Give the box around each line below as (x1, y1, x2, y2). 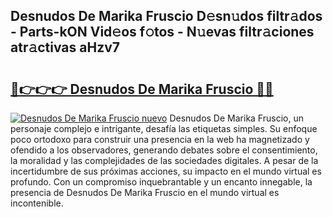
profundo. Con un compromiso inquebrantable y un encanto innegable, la (10, 176, 313, 188)
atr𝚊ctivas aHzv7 (10, 39, 121, 56)
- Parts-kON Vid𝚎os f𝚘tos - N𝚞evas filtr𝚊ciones (10, 24, 315, 41)
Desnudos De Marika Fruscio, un (169, 112, 304, 124)
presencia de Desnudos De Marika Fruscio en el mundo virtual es (10, 187, 280, 198)
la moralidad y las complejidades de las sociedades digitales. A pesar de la (10, 155, 319, 166)
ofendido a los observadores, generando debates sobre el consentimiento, (10, 144, 318, 156)
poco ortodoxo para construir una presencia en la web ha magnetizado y (10, 134, 310, 145)
